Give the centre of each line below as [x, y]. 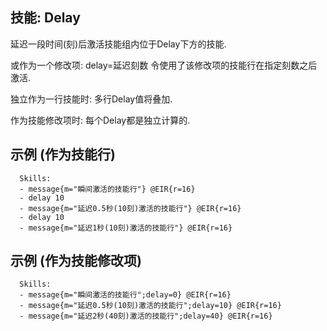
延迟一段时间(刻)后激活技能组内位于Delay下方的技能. [118, 44]
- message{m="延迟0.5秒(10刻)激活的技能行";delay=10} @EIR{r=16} [150, 306]
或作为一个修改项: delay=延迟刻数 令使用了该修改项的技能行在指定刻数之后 [164, 65]
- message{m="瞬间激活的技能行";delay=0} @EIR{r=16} [125, 295]
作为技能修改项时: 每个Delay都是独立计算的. [100, 120]
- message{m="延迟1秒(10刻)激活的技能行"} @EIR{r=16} [126, 228]
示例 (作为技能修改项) [76, 261]
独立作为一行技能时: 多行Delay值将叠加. [91, 99]
